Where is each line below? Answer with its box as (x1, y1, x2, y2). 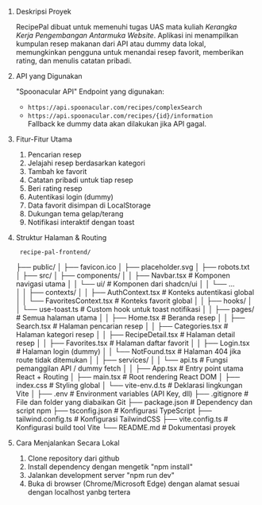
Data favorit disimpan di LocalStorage (27, 200, 152, 210)
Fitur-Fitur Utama (15, 134, 73, 144)
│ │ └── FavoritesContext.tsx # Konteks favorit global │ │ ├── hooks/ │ (15, 296, 252, 305)
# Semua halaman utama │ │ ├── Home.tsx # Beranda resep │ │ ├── (15, 313, 245, 322)
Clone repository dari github (27, 453, 120, 463)
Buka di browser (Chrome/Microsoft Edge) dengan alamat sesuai (27, 479, 240, 488)
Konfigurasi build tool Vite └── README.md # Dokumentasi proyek (15, 423, 237, 432)
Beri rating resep (27, 184, 83, 193)
